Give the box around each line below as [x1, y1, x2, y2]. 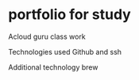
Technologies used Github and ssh [8, 47, 122, 56]
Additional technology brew [8, 62, 98, 72]
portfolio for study [8, 6, 131, 24]
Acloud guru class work [8, 32, 86, 41]
